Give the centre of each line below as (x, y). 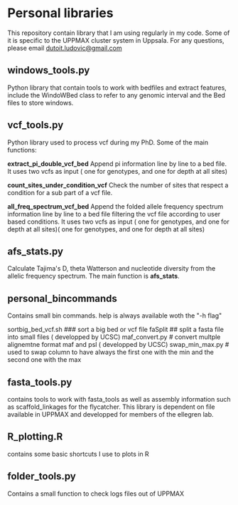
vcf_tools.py (36, 125)
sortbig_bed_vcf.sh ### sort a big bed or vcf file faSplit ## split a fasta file (115, 330)
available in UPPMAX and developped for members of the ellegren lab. (111, 414)
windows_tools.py (49, 70)
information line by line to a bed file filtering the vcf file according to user (114, 214)
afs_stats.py (36, 251)
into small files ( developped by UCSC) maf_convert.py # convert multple (114, 337)
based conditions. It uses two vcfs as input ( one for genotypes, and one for (118, 222)
